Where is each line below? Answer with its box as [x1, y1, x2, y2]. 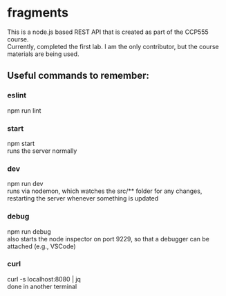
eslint [7, 91, 26, 100]
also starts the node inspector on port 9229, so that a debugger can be [7, 234, 209, 243]
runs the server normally [7, 147, 77, 155]
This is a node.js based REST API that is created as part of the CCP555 [7, 28, 209, 36]
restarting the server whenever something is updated [7, 194, 159, 203]
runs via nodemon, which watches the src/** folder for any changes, [7, 187, 203, 195]
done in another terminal [7, 282, 77, 290]
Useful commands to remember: [7, 70, 150, 82]
